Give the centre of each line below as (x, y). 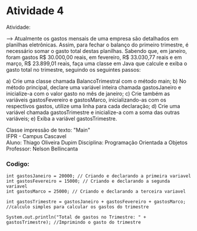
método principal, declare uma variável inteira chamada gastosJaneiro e (94, 87)
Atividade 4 (35, 11)
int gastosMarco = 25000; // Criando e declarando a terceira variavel (96, 192)
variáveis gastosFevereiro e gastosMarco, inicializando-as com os (86, 100)
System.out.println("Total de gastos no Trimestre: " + (76, 217)
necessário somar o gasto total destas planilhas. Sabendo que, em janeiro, (97, 51)
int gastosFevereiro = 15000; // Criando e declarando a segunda (88, 181)
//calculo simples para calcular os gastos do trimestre (78, 207)
